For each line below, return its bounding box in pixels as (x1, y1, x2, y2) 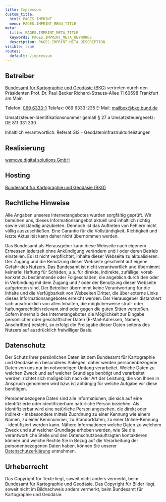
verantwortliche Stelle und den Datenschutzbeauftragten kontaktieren (5, 432, 148, 439)
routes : (5, 49, 21, 54)
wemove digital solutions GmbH (5, 157, 70, 163)
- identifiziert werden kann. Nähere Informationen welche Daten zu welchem (5, 422, 162, 428)
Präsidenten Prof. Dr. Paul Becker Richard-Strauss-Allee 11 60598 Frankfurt (5, 90, 159, 96)
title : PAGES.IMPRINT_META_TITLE (9, 30, 79, 35)
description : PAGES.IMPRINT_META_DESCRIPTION (9, 40, 106, 45)
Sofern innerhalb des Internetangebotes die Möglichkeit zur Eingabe (5, 311, 145, 317)
